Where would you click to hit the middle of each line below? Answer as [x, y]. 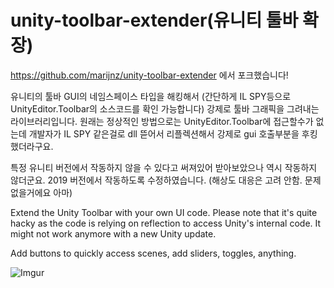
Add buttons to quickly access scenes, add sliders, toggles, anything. [153, 253]
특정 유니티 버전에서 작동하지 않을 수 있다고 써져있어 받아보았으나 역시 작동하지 [164, 167]
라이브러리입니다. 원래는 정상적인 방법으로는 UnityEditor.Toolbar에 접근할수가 [162, 121]
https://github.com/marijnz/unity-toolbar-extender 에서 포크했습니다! [149, 75]
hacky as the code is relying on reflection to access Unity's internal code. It [166, 223]
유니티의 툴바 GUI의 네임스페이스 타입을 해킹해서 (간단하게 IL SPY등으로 [151, 96]
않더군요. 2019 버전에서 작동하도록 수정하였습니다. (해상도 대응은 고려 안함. [156, 180]
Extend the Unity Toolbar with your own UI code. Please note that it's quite [164, 212]
